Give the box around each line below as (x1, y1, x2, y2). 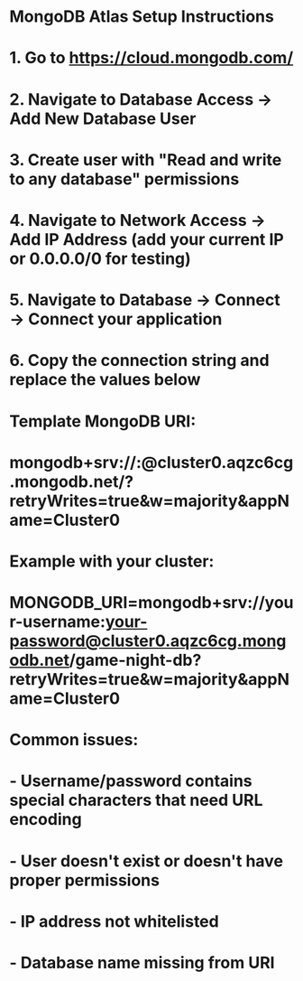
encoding (9, 809, 83, 830)
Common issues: (9, 730, 139, 751)
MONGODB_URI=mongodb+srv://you (9, 593, 294, 613)
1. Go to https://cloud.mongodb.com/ (9, 48, 294, 69)
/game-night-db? (69, 650, 202, 670)
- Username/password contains (9, 771, 252, 791)
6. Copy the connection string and (9, 350, 270, 371)
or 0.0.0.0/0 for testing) (9, 248, 191, 268)
